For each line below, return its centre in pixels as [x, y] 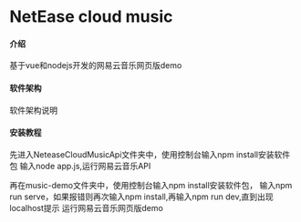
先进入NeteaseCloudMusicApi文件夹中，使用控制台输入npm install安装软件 [150, 154]
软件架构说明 [33, 110]
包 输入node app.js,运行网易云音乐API [80, 166]
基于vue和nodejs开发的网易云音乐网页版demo [96, 66]
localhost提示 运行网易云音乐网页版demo [87, 207]
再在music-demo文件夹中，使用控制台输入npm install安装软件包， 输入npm [151, 185]
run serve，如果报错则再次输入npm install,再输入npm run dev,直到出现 [141, 197]
